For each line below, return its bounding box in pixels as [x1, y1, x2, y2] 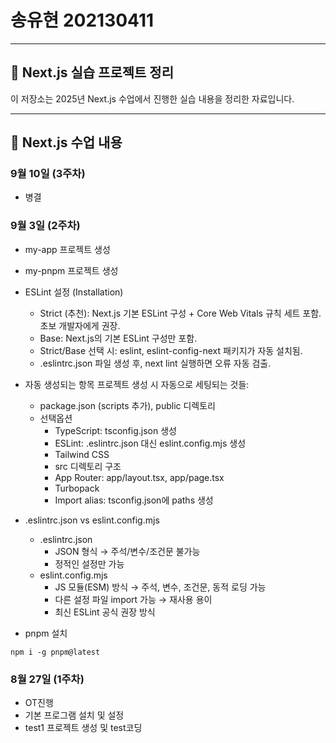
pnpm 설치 [24, 627, 68, 639]
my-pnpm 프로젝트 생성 [24, 264, 119, 276]
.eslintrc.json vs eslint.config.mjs [24, 514, 160, 526]
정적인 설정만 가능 [54, 557, 125, 570]
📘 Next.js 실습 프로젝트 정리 [10, 64, 174, 81]
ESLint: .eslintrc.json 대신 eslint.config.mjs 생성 [54, 437, 247, 449]
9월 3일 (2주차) [10, 219, 81, 233]
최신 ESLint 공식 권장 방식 [54, 606, 156, 618]
